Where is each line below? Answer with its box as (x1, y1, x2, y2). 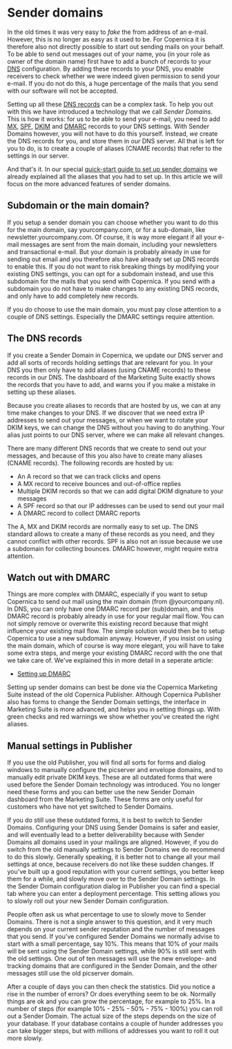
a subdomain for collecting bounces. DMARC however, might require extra (7, 544, 219, 553)
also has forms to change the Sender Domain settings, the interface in (7, 698, 206, 706)
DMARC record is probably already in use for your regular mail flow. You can (7, 612, 224, 620)
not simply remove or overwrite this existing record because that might (7, 620, 209, 628)
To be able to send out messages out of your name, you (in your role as (7, 50, 211, 58)
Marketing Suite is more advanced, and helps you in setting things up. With (7, 705, 221, 714)
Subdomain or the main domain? (7, 199, 150, 212)
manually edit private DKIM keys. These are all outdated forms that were (7, 773, 213, 782)
